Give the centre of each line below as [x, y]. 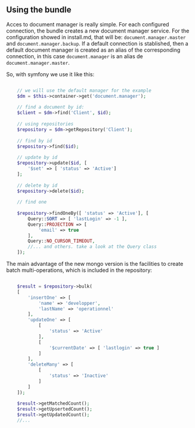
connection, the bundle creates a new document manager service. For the [98, 31]
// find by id [34, 140]
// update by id [37, 158]
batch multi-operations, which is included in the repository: [79, 270]
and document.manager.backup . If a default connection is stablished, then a [97, 43]
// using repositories [45, 124]
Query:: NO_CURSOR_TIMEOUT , [61, 241]
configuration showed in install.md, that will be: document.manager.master [96, 37]
